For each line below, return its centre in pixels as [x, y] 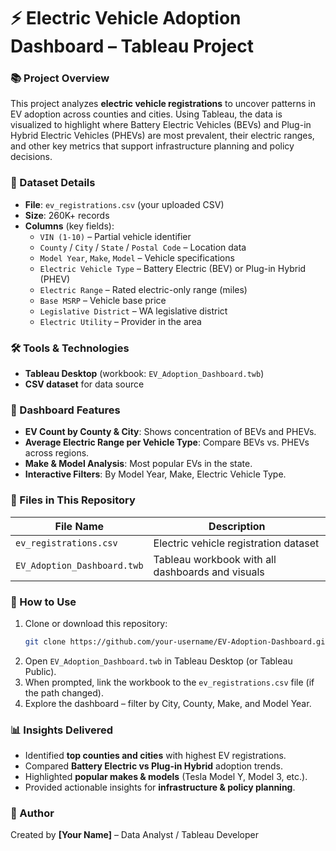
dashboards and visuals [209, 572]
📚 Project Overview [60, 78]
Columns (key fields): [69, 226]
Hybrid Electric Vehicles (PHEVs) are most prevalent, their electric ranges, [162, 136]
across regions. [57, 453]
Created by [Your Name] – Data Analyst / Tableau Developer [135, 835]
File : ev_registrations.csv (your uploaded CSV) [124, 204]
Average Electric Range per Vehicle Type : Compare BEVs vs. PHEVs [167, 442]
